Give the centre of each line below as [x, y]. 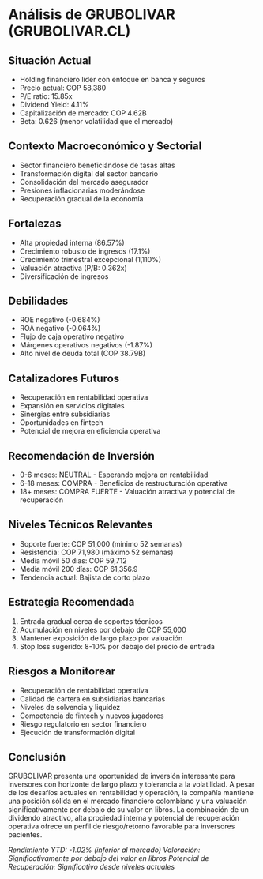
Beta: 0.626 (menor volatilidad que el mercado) [96, 121]
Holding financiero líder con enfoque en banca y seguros [112, 79]
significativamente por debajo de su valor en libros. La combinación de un [128, 810]
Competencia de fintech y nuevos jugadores [92, 716]
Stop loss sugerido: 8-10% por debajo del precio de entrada [117, 646]
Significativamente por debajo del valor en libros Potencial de [109, 858]
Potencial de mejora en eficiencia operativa [90, 431]
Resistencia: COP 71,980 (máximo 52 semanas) [96, 552]
